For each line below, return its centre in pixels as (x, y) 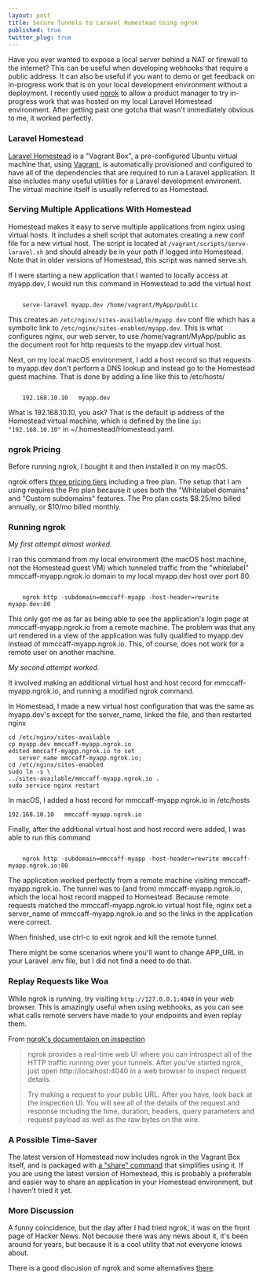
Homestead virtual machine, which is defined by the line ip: (105, 421)
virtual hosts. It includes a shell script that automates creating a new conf (126, 235)
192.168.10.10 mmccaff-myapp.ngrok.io (75, 815)
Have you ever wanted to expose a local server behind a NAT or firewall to (128, 60)
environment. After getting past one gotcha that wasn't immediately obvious (131, 110)
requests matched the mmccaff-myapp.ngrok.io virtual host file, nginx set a (130, 906)
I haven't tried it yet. (40, 1190)
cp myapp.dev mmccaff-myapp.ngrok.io (70, 745)
